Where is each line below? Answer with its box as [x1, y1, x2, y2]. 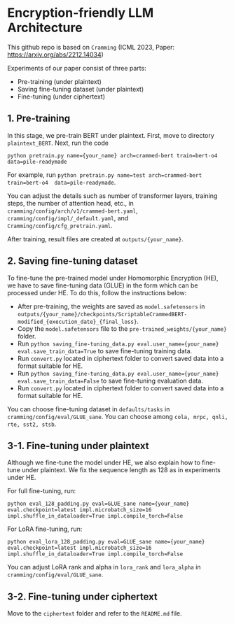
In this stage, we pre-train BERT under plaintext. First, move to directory [7, 131, 215, 139]
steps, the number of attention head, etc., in [7, 199, 135, 207]
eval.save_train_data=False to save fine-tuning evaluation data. [17, 376, 203, 385]
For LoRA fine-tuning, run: [7, 525, 83, 533]
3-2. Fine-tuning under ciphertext [7, 590, 158, 602]
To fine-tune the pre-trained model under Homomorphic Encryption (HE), [7, 274, 219, 282]
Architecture [7, 20, 83, 36]
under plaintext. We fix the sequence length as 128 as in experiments [22, 466, 221, 474]
